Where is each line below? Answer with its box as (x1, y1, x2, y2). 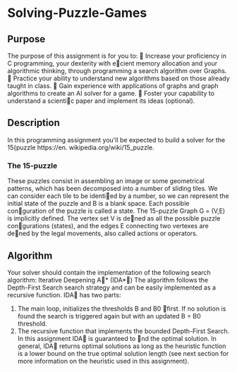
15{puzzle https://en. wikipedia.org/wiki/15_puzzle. (7, 143, 154, 151)
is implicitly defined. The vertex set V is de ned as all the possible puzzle (7, 214, 221, 223)
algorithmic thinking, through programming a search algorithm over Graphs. (7, 67, 227, 75)
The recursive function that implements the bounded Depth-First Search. (17, 326, 230, 335)
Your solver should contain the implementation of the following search (7, 268, 212, 276)
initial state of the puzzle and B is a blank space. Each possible (7, 199, 190, 208)
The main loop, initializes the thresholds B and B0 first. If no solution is (17, 304, 226, 313)
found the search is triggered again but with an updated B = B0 (17, 311, 201, 320)
